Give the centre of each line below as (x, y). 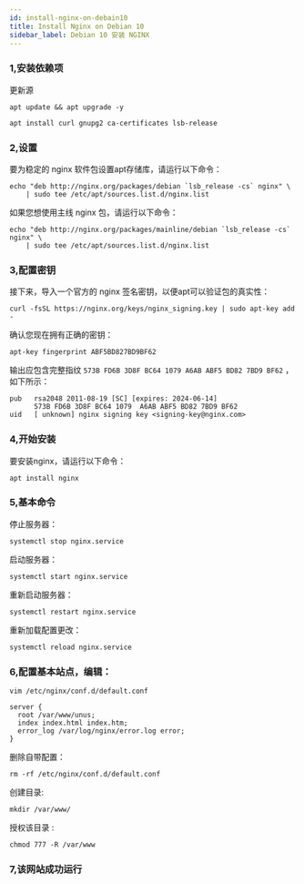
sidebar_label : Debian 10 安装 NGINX (80, 35)
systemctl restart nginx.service (73, 612)
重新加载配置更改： (46, 630)
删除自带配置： (37, 757)
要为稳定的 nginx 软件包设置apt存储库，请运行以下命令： (116, 168)
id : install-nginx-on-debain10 (69, 18)
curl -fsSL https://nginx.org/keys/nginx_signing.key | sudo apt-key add (152, 309)
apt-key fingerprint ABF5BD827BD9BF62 (83, 352)
